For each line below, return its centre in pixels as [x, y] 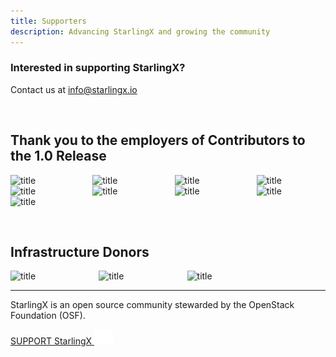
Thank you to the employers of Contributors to [158, 140]
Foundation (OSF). [48, 316]
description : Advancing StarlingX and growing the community [140, 31]
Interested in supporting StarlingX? [98, 68]
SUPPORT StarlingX [51, 341]
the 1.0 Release [58, 156]
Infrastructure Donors [80, 252]
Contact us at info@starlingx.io [74, 89]
